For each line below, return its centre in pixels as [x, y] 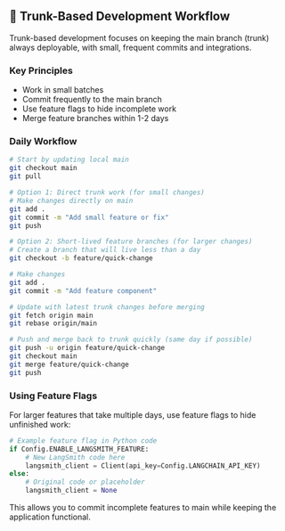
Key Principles [41, 70]
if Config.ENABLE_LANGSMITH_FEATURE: [79, 449]
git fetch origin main [51, 315]
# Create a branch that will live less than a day [105, 250]
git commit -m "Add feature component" [83, 290]
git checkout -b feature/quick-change [81, 258]
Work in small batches [63, 90]
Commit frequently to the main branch [92, 100]
